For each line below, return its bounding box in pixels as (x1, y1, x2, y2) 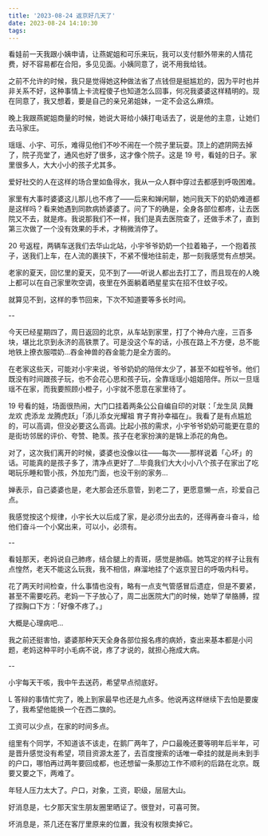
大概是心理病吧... (8, 618, 64, 628)
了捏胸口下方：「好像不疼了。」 (8, 601, 106, 611)
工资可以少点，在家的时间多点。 (8, 722, 113, 731)
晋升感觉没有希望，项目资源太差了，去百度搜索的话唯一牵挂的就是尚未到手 (14, 748, 260, 759)
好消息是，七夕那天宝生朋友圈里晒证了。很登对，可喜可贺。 (8, 802, 204, 812)
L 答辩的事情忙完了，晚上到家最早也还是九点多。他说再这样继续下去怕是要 (8, 695, 252, 704)
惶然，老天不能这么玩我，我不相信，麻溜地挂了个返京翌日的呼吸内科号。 (14, 565, 253, 574)
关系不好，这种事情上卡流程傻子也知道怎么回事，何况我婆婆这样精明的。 (14, 86, 253, 96)
